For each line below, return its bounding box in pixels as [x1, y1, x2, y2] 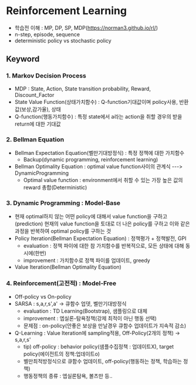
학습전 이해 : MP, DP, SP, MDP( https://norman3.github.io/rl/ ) [14, 24, 158, 31]
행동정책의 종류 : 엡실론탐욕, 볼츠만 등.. [23, 372, 113, 379]
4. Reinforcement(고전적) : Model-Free [6, 279, 117, 288]
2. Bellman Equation [6, 135, 65, 143]
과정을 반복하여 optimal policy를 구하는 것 [14, 228, 111, 235]
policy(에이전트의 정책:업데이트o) [23, 350, 100, 357]
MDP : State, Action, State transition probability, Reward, [14, 85, 151, 92]
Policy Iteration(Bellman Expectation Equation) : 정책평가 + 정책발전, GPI [14, 235, 187, 242]
